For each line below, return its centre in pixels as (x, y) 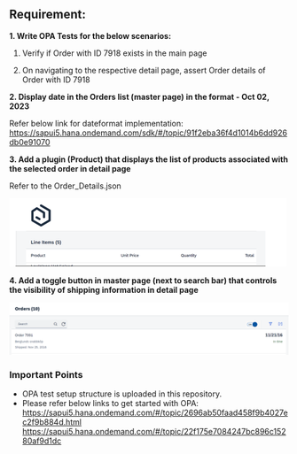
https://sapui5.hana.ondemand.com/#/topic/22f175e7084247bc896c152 (154, 432)
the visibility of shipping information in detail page (104, 289)
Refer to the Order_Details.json (65, 186)
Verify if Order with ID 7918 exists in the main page (114, 53)
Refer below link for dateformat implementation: (96, 123)
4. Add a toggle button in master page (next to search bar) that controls (143, 280)
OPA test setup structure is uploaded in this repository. (122, 394)
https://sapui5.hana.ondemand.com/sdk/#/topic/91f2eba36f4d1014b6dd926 (148, 133)
